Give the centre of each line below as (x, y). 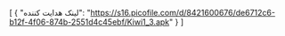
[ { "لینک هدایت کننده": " (50, 13)
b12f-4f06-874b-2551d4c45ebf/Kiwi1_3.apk (90, 22)
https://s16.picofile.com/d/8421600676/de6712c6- (183, 13)
